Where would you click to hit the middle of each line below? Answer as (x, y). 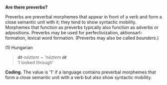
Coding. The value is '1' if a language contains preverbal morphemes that (81, 72)
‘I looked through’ (35, 62)
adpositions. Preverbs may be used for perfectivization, (62, 33)
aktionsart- (131, 33)
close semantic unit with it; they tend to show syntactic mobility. (71, 22)
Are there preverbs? (26, 7)
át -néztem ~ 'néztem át (42, 57)
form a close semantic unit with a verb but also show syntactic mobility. (79, 77)
